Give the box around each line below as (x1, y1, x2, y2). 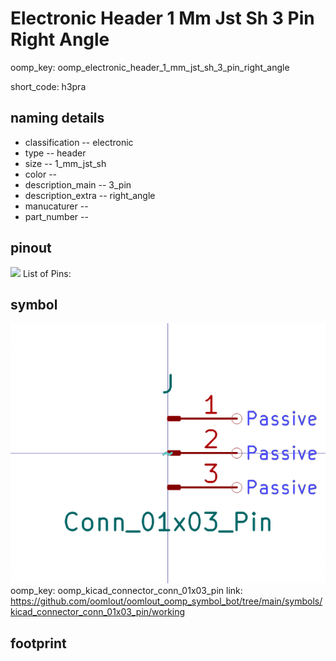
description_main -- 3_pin (24, 178, 132, 191)
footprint (10, 635, 67, 652)
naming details (10, 110, 105, 127)
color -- (24, 168, 58, 180)
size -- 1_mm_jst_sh (24, 157, 107, 169)
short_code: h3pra (10, 80, 87, 92)
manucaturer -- (24, 200, 89, 212)
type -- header (24, 147, 87, 159)
